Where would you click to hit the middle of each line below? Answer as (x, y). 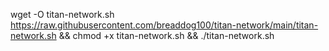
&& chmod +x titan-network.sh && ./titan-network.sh (166, 35)
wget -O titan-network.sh (62, 14)
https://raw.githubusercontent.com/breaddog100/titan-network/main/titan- (164, 25)
